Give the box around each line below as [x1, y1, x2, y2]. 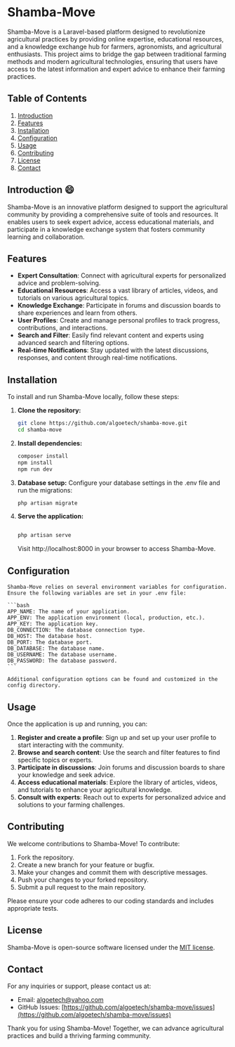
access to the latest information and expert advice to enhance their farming [7, 65, 226, 73]
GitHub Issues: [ [17, 1003, 65, 1012]
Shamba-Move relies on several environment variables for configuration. [7, 584, 228, 591]
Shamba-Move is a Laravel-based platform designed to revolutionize [7, 27, 206, 36]
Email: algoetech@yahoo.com [17, 996, 104, 1004]
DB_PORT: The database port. [7, 639, 93, 646]
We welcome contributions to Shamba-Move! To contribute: [7, 839, 180, 847]
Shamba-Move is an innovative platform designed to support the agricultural [7, 202, 228, 211]
